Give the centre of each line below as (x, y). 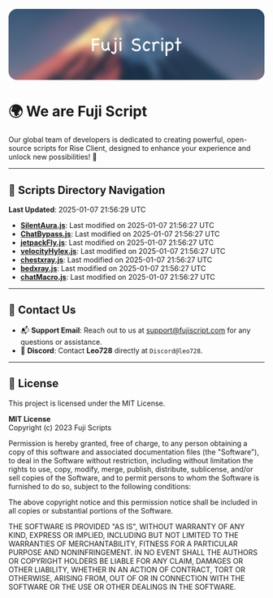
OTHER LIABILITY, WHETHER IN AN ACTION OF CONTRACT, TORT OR (127, 570)
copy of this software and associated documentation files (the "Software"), (134, 452)
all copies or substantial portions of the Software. (91, 510)
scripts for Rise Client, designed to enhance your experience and (142, 148)
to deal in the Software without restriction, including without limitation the (131, 460)
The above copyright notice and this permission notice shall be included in (133, 502)
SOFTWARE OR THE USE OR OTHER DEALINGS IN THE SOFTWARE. (122, 587)
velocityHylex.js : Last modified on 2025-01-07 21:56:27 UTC (123, 252)
